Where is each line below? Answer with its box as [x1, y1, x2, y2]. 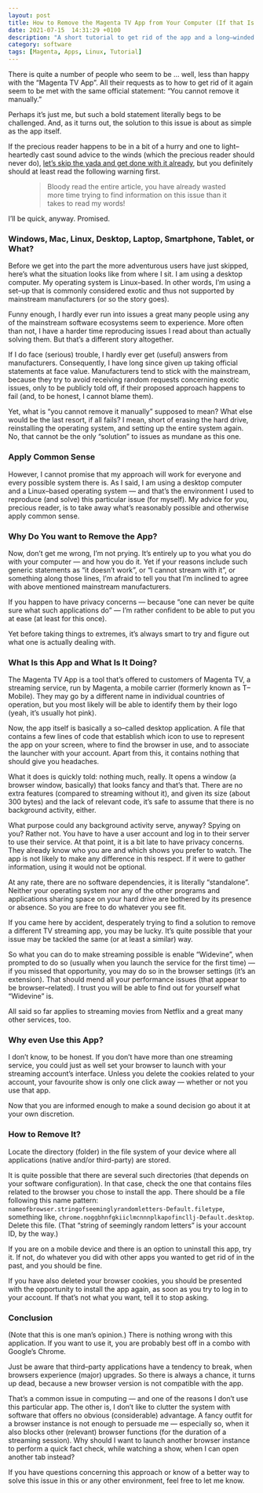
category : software [8, 41, 72, 49]
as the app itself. [8, 126, 62, 136]
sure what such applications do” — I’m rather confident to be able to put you [8, 606, 255, 615]
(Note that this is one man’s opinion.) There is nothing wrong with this [8, 1330, 233, 1340]
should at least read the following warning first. [8, 166, 161, 176]
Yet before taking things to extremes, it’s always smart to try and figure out [8, 629, 250, 639]
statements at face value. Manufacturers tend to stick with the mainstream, [8, 367, 251, 376]
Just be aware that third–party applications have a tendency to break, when [8, 1362, 253, 1371]
